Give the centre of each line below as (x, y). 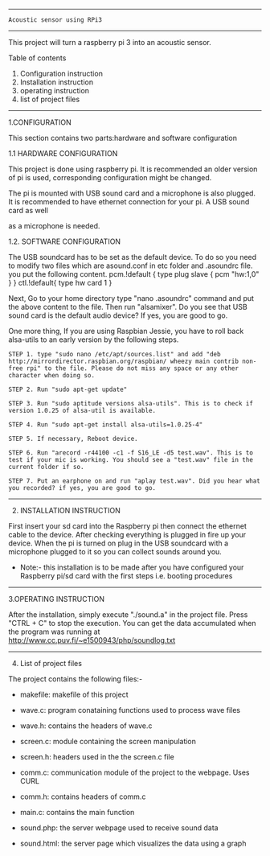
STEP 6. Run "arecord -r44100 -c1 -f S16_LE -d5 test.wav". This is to (131, 453)
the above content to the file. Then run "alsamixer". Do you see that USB (128, 307)
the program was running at (54, 632)
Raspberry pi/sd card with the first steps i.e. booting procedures (126, 576)
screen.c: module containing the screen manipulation (108, 741)
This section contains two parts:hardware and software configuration (123, 138)
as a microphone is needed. (54, 226)
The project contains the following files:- (76, 679)
